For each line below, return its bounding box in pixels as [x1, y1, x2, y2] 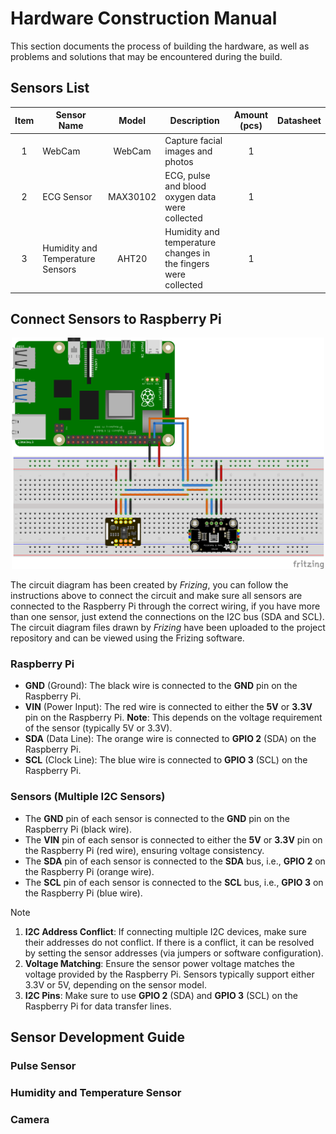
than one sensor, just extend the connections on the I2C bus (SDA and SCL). [10, 610, 325, 622]
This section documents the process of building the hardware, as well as [10, 40, 310, 52]
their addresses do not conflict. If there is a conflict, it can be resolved [24, 936, 315, 948]
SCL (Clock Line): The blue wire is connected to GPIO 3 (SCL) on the [24, 754, 308, 766]
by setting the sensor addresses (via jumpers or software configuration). [24, 947, 324, 959]
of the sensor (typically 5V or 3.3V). [24, 722, 173, 734]
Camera [10, 1112, 50, 1126]
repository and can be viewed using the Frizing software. [10, 632, 245, 644]
